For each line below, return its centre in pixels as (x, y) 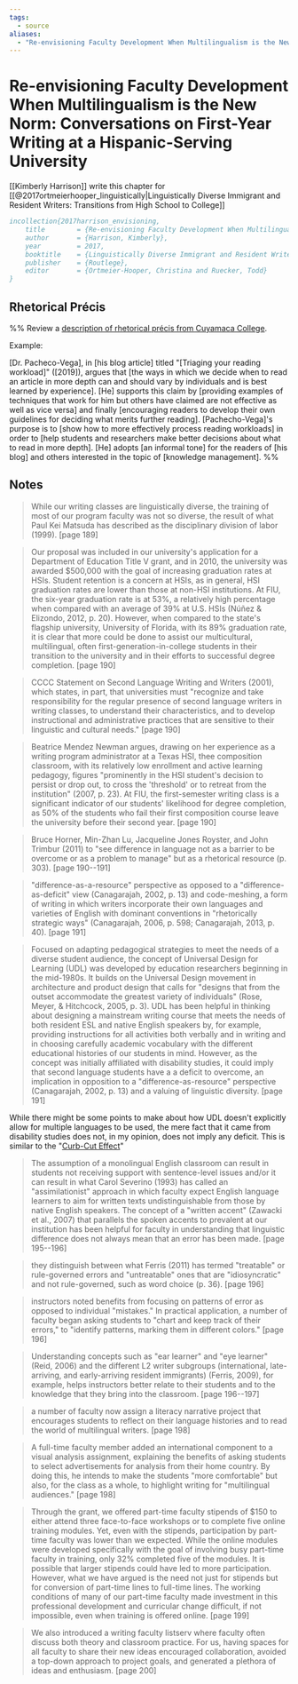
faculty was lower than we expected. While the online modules (164, 1540)
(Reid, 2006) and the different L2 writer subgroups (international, (149, 1365)
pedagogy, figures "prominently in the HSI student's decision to (147, 774)
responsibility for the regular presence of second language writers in (156, 701)
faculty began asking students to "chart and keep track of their (146, 1320)
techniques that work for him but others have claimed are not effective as (143, 400)
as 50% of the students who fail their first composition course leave (155, 813)
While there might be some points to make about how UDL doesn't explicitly (148, 1117)
